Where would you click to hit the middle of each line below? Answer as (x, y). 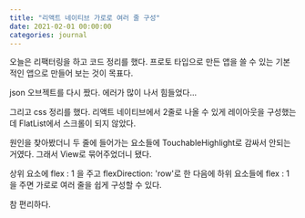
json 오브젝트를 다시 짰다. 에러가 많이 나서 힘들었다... (103, 93)
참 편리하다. (30, 204)
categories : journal (49, 35)
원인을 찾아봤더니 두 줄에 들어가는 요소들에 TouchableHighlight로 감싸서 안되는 (150, 143)
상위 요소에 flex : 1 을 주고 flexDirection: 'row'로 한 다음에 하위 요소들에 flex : (147, 173)
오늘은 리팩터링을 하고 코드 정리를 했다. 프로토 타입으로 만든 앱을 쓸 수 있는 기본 (150, 62)
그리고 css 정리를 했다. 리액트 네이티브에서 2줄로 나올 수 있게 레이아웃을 (137, 112)
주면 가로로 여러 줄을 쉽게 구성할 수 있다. (90, 185)
